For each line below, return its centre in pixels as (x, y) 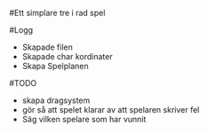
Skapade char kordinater (67, 56)
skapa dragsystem (56, 100)
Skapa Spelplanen (55, 66)
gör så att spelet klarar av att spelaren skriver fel (111, 110)
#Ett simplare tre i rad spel (57, 13)
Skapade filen (47, 47)
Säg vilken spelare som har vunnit (84, 119)
